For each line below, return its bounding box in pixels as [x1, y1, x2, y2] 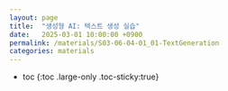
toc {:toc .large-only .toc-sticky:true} [22, 71, 160, 82]
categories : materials [9, 47, 95, 56]
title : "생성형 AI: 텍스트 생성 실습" [9, 22, 141, 31]
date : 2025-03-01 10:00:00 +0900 [9, 30, 143, 39]
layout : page [9, 13, 59, 23]
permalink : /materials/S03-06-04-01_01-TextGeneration [9, 38, 220, 48]
